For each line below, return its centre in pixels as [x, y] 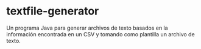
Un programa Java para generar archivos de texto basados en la [87, 28]
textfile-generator [53, 11]
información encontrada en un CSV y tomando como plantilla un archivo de [100, 34]
